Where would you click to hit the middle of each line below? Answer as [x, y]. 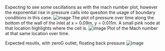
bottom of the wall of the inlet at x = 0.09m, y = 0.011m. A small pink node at [82, 23]
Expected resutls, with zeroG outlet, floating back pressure [65, 43]
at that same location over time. [37, 33]
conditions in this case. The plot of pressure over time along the [80, 18]
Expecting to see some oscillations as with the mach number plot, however [82, 7]
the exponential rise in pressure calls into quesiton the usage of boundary [80, 12]
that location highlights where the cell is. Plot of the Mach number [82, 28]
